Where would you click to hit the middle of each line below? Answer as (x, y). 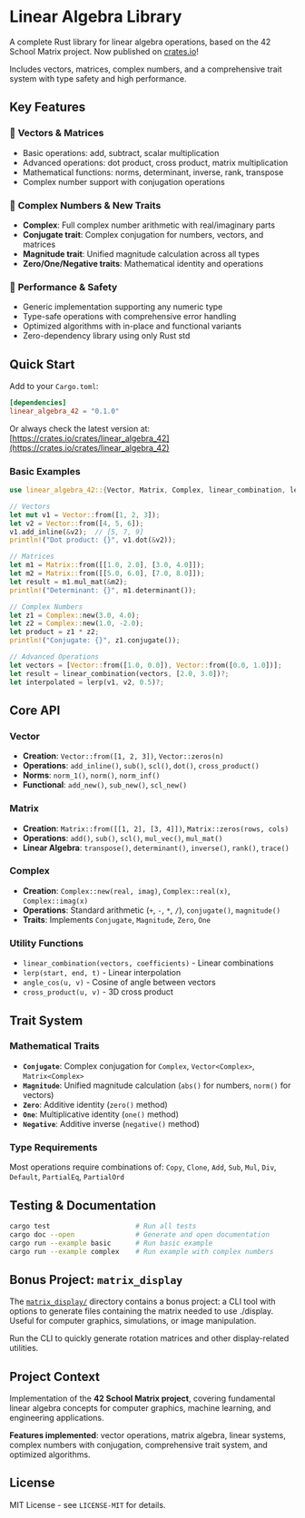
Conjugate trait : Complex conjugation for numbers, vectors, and (143, 234)
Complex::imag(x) (55, 901)
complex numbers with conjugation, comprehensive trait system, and (138, 1445)
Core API (35, 710)
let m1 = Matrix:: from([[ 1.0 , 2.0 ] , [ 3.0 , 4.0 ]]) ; (107, 565)
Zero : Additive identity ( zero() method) (95, 1104)
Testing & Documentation (83, 1205)
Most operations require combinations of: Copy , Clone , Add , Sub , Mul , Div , (143, 1167)
